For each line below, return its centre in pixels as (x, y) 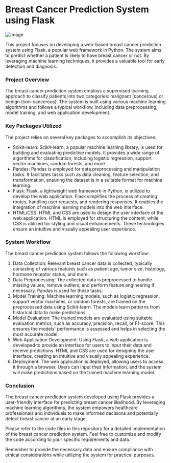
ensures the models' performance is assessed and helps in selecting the (89, 329)
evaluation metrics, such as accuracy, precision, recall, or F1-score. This (89, 323)
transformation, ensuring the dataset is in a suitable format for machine (87, 180)
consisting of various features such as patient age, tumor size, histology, (89, 268)
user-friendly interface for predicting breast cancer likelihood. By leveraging (85, 402)
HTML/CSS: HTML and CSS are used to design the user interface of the (88, 213)
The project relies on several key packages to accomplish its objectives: (81, 137)
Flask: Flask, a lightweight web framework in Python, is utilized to (81, 190)
